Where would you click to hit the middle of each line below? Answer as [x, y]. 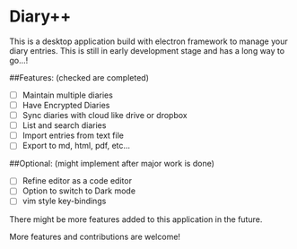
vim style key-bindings [64, 201]
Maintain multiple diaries [68, 95]
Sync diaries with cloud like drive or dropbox [105, 116]
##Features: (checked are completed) [79, 77]
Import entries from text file [73, 135]
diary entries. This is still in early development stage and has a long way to [147, 50]
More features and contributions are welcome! [95, 236]
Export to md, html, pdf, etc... [76, 146]
